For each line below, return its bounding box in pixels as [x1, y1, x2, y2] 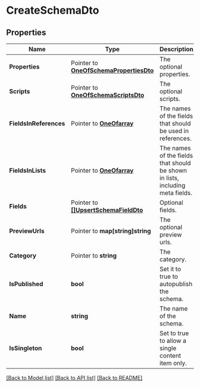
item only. [160, 359, 187, 367]
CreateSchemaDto [6, 4, 99, 17]
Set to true [160, 329, 189, 337]
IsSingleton [9, 344, 42, 352]
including [160, 182, 186, 189]
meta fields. [160, 189, 192, 197]
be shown [160, 167, 187, 174]
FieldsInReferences [9, 119, 65, 127]
